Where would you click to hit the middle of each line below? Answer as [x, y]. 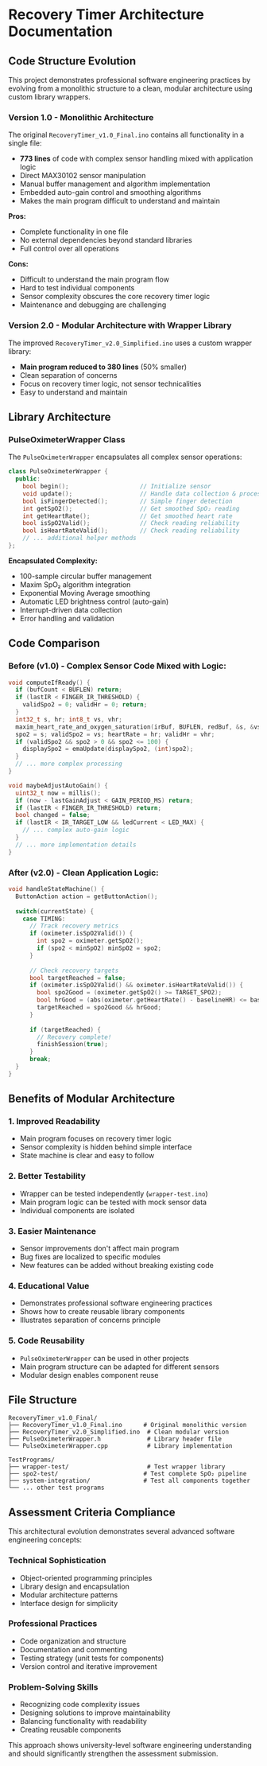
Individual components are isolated [77, 1210]
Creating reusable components [70, 1730]
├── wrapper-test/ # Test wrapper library [117, 1467]
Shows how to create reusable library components [102, 1312]
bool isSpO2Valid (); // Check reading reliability [131, 523]
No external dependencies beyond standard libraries [106, 240]
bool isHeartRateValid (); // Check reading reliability [131, 531]
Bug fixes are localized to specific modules [90, 1257]
